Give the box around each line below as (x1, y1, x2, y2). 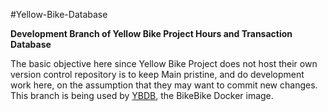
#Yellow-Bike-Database (10, 9, 108, 20)
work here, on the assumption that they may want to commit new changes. (10, 79, 318, 91)
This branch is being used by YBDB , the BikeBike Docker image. (10, 90, 274, 101)
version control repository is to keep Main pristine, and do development (10, 69, 305, 80)
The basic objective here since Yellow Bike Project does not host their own (10, 58, 318, 69)
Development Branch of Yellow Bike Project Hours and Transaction (10, 28, 293, 39)
